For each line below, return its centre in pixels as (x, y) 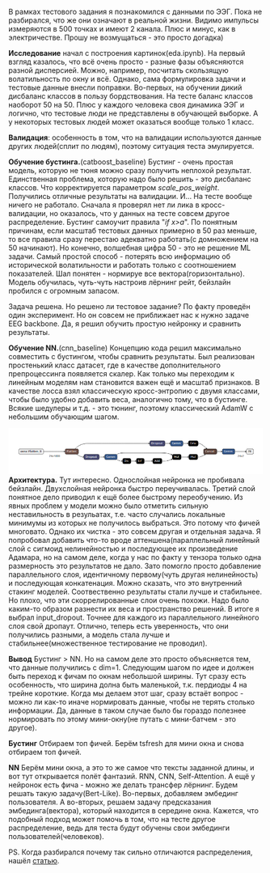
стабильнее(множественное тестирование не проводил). (108, 643)
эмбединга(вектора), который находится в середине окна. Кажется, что (133, 810)
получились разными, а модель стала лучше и (89, 634)
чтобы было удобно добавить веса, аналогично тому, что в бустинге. (128, 399)
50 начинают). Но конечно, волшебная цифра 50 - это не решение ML (130, 248)
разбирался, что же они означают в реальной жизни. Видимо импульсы (133, 20)
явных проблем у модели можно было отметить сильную (108, 506)
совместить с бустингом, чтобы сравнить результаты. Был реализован (132, 356)
